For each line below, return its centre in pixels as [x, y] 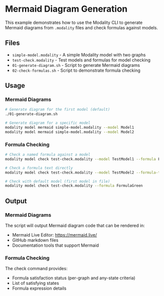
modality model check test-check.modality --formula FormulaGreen [74, 186]
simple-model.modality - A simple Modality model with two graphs [79, 55]
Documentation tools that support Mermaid [55, 245]
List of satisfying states [36, 283]
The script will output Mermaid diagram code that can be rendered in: [75, 226]
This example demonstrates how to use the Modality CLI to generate [74, 22]
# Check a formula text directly [39, 168]
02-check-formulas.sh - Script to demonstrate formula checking [76, 70]
